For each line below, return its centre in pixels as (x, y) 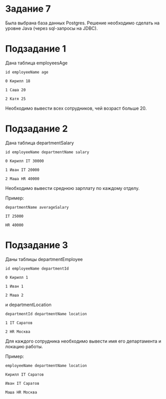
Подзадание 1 (36, 49)
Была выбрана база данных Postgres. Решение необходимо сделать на (82, 23)
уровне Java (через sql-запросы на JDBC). (51, 28)
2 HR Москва (18, 331)
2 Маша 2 (14, 295)
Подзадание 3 (37, 245)
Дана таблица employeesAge (36, 63)
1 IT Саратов (19, 323)
